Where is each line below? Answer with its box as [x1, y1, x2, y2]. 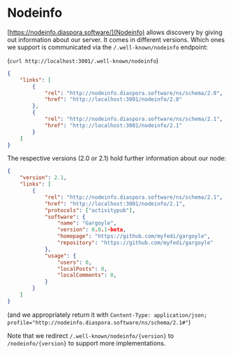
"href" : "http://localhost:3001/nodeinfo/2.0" [44, 96, 183, 103]
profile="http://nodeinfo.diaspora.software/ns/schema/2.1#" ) [7, 318, 191, 326]
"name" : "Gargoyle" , [57, 220, 117, 227]
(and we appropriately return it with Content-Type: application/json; [7, 310, 207, 319]
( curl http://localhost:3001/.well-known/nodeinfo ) [7, 56, 159, 64]
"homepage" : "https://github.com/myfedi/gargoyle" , [57, 233, 211, 240]
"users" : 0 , [57, 259, 92, 266]
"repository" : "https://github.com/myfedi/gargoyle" [57, 239, 214, 246]
